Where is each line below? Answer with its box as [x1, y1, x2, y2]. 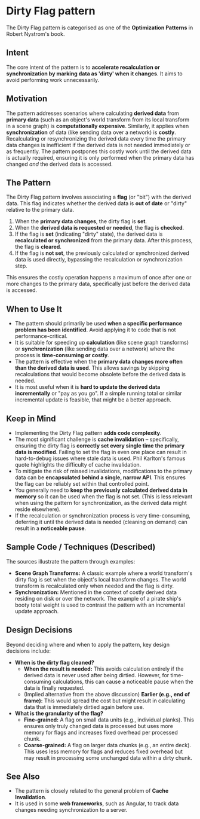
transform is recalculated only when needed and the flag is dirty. [14, 582, 174, 589]
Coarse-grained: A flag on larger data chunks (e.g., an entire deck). [23, 741, 192, 748]
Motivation [6, 94, 48, 104]
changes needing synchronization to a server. [14, 806, 128, 814]
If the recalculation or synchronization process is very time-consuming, [14, 512, 191, 519]
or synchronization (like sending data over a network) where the [14, 345, 175, 352]
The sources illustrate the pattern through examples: [6, 558, 136, 565]
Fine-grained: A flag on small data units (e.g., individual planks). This [23, 716, 194, 723]
